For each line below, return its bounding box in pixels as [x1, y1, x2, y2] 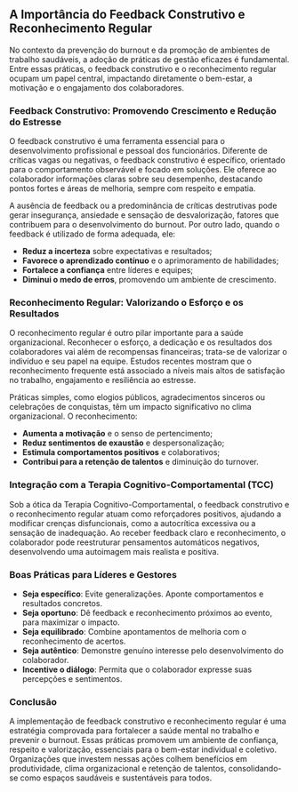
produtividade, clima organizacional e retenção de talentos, [9, 764, 227, 774]
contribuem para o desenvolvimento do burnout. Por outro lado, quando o [9, 220, 280, 230]
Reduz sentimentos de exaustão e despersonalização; [21, 437, 225, 448]
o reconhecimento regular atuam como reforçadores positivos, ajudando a [9, 508, 282, 519]
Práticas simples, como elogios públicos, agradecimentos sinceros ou [9, 392, 265, 403]
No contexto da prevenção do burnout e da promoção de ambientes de [9, 44, 270, 55]
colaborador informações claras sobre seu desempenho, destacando [9, 173, 263, 185]
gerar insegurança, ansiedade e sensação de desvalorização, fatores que [9, 210, 279, 220]
